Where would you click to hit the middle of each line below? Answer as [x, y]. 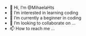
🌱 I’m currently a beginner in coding [45, 18]
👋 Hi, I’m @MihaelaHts [32, 8]
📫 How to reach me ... [32, 28]
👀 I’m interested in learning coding [44, 13]
